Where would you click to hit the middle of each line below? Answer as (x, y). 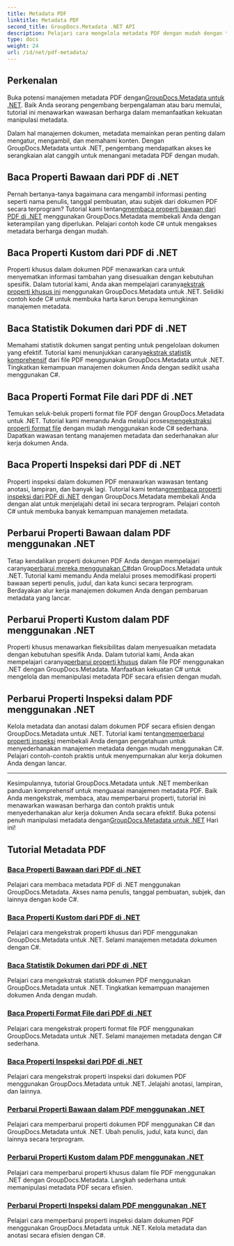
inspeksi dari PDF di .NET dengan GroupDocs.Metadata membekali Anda (112, 496)
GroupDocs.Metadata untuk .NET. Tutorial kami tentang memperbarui (106, 734)
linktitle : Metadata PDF (43, 20)
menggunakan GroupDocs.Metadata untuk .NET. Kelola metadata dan (107, 1228)
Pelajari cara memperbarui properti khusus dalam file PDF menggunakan (111, 1172)
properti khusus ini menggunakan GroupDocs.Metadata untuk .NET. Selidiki (116, 292)
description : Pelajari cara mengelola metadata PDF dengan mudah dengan (115, 33)
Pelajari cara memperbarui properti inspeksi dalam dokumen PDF (101, 1220)
